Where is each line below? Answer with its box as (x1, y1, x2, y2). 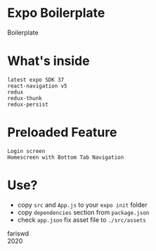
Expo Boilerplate (7, 5, 105, 21)
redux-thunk (7, 94, 42, 102)
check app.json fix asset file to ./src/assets (17, 215, 146, 224)
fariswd (7, 229, 30, 238)
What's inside (7, 53, 90, 69)
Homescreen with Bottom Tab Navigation (7, 154, 124, 161)
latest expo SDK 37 (7, 76, 65, 83)
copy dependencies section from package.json (17, 208, 150, 216)
